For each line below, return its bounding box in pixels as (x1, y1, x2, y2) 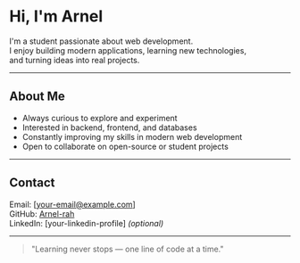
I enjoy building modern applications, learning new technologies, (9, 45, 247, 55)
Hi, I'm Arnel (9, 6, 104, 27)
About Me (9, 89, 65, 104)
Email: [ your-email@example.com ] (9, 199, 136, 210)
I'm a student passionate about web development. (9, 36, 194, 46)
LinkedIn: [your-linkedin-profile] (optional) (9, 218, 164, 228)
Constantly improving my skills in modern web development (21, 131, 243, 142)
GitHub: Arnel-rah (9, 208, 75, 219)
